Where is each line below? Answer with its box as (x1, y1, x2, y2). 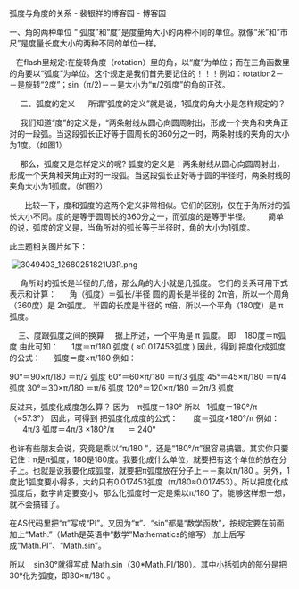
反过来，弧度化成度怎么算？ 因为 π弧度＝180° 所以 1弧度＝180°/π (9, 401, 258, 412)
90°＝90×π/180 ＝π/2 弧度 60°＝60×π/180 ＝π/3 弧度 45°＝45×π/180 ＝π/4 (9, 372, 287, 382)
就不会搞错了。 (9, 499, 64, 509)
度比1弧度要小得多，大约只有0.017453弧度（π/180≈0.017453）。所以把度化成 (9, 476, 289, 487)
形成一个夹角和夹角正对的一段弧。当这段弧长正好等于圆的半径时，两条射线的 (9, 170, 291, 181)
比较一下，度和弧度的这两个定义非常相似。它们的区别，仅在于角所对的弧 (24, 200, 291, 210)
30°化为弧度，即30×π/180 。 (9, 570, 116, 581)
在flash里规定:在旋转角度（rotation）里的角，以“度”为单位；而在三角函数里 (15, 57, 290, 67)
